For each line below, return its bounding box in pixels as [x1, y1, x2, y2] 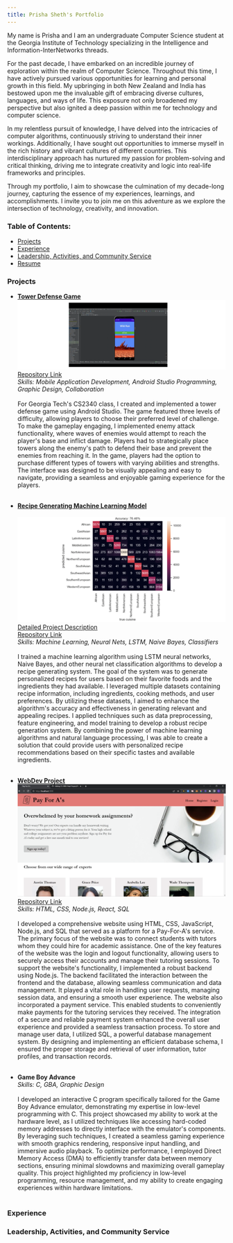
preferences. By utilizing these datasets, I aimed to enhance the [17, 697, 200, 705]
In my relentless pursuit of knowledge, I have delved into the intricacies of [7, 124, 218, 132]
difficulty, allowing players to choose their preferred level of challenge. [17, 414, 220, 422]
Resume [17, 259, 41, 267]
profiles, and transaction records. [17, 1052, 113, 1061]
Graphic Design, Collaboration [17, 385, 105, 393]
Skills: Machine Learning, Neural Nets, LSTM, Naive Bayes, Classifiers [17, 638, 218, 646]
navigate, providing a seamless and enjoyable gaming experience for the [17, 473, 225, 481]
